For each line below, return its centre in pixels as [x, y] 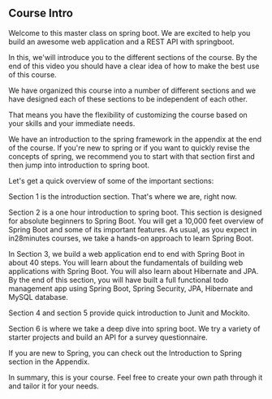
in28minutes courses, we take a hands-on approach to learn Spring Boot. [131, 238]
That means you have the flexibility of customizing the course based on [128, 115]
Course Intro [41, 13]
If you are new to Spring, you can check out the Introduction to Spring [125, 353]
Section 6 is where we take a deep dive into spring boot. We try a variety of [134, 328]
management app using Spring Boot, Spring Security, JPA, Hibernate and [131, 288]
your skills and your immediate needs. [72, 123]
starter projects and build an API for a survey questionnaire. [108, 337]
